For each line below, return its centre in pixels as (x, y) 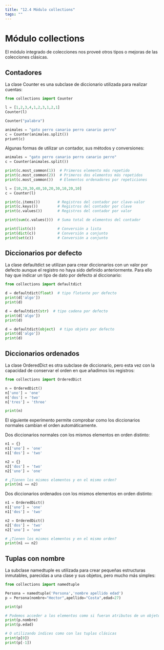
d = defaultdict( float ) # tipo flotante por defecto (61, 293)
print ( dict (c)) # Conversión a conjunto (57, 233)
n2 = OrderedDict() (25, 521)
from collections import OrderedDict (43, 379)
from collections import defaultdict (43, 284)
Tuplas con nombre (35, 559)
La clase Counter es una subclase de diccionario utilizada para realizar (76, 84)
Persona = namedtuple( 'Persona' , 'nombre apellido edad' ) (64, 593)
